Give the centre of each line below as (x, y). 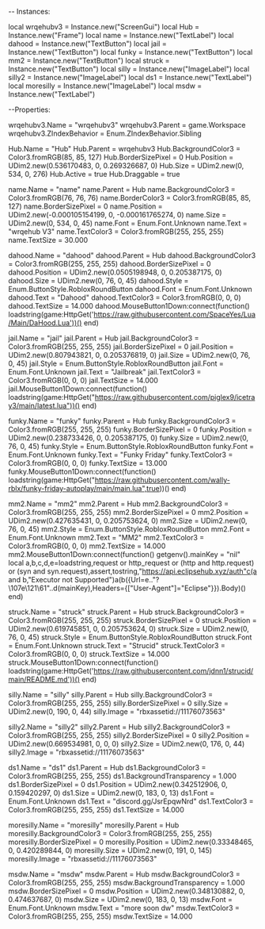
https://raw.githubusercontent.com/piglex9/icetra (175, 397)
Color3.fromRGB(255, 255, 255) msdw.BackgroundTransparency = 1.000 (127, 883)
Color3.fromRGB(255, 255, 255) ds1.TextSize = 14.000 (96, 810)
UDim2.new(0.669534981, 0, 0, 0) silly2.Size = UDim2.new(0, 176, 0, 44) (127, 744)
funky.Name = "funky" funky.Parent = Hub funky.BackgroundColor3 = (122, 421)
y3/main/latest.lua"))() (44, 405)
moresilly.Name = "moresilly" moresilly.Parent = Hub (94, 825)
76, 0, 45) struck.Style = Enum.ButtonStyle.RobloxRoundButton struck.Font (130, 637)
